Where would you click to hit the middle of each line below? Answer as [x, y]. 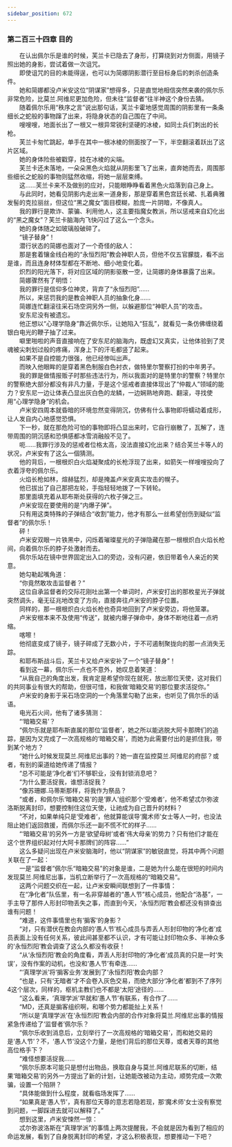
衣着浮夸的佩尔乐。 [35, 470]
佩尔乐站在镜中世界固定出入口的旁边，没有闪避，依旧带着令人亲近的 [116, 557]
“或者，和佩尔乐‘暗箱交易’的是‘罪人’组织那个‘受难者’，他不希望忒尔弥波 [119, 799]
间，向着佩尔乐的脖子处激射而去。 [56, 548]
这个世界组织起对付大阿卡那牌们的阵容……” [68, 842]
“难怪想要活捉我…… [47, 1058]
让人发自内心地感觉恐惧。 [43, 419]
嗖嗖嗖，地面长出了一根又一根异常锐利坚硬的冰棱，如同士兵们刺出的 [116, 125]
